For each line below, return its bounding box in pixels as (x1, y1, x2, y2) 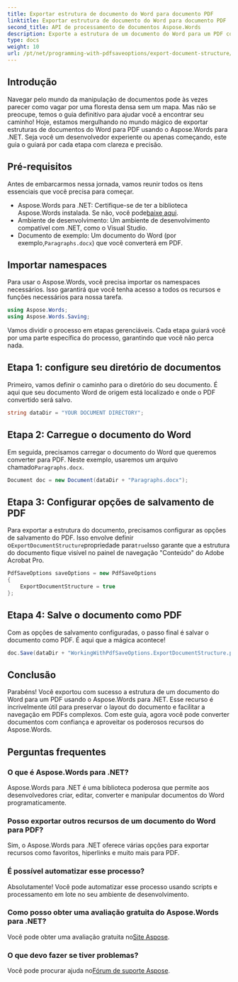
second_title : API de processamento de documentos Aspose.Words (7, 23, 201, 30)
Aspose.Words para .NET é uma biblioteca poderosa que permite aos (7, 783, 210, 791)
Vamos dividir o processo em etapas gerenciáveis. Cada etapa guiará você (7, 326, 226, 335)
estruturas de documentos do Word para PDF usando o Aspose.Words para (7, 125, 228, 133)
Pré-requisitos (7, 161, 73, 173)
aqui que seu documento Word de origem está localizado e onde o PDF (7, 388, 216, 396)
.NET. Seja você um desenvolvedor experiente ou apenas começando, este (7, 133, 227, 141)
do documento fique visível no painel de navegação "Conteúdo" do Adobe (7, 549, 225, 557)
